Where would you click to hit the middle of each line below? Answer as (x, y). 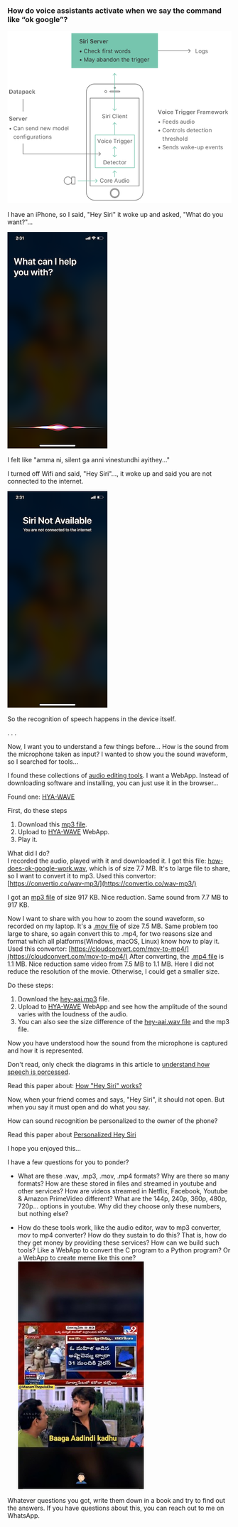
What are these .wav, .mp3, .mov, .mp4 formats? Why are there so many (123, 1176)
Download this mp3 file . (52, 824)
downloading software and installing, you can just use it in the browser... (113, 783)
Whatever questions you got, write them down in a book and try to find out (117, 1501)
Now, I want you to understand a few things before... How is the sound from (118, 747)
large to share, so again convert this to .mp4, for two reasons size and (110, 934)
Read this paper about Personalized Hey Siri (72, 1135)
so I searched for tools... (43, 762)
